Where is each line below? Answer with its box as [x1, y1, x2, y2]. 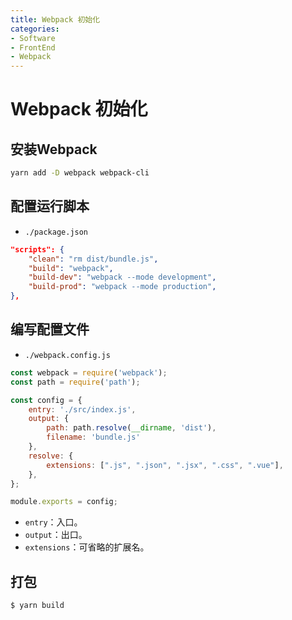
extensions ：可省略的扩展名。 [24, 541, 150, 553]
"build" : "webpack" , [28, 263, 114, 273]
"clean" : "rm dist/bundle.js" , [28, 254, 159, 264]
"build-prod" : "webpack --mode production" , [28, 282, 217, 292]
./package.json [24, 227, 89, 237]
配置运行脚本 [10, 198, 90, 215]
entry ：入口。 [24, 516, 83, 528]
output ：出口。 [24, 529, 88, 541]
